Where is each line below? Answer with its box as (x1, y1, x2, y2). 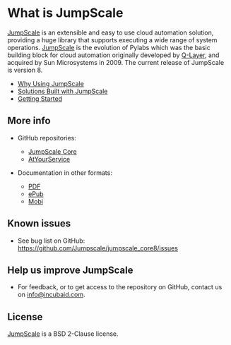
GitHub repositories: (17, 133, 76, 142)
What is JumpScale (7, 5, 124, 21)
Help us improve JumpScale (7, 264, 134, 276)
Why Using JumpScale (17, 79, 85, 87)
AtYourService (28, 155, 71, 163)
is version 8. (7, 66, 43, 74)
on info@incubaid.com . (17, 291, 85, 299)
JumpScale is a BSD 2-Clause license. (7, 329, 119, 338)
